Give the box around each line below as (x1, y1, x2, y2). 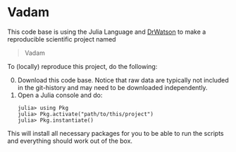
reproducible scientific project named (7, 34, 116, 43)
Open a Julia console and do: (17, 91, 103, 99)
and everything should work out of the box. (7, 137, 132, 145)
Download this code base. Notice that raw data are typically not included (17, 75, 229, 84)
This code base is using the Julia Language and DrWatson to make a (7, 27, 206, 36)
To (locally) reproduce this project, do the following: (7, 62, 158, 70)
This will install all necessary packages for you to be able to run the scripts (7, 129, 224, 137)
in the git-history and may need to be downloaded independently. (17, 83, 208, 91)
